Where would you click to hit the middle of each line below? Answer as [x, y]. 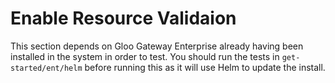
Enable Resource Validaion [123, 18]
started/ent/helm [46, 68]
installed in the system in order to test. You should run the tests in [145, 56]
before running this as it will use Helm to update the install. [205, 67]
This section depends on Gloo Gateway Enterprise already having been [157, 46]
